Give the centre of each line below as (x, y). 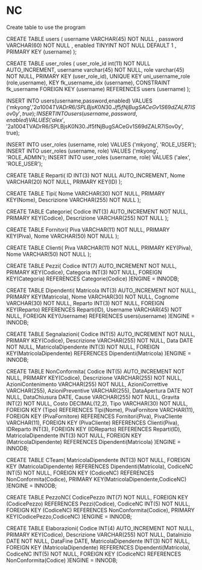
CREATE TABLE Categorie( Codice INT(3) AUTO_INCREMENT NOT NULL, (97, 211)
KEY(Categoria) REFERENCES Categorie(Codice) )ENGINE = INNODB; (93, 279)
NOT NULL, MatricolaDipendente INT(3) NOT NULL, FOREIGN (83, 347)
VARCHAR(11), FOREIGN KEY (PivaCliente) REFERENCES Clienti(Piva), (93, 422)
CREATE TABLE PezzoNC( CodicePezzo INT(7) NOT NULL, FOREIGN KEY (97, 497)
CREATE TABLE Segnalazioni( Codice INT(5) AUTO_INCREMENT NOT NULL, (101, 334)
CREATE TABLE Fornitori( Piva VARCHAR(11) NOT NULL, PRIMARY (88, 229)
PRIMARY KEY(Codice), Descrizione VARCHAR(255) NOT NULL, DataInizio (99, 534)
